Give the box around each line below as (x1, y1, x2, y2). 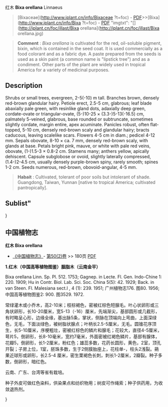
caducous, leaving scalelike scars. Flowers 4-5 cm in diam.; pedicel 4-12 (5, 132, 155, 138)
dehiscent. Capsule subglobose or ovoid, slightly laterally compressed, (5, 153, 151, 159)
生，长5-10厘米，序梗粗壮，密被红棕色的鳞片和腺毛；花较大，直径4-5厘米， (5, 327, 162, 333)
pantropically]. (17, 184, 47, 190)
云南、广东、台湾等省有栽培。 (5, 369, 66, 375)
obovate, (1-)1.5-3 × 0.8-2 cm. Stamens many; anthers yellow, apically (5, 148, 149, 154)
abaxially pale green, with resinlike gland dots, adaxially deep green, (5, 105, 146, 112)
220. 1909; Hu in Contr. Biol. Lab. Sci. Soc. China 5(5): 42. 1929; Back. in (5, 279, 154, 285)
